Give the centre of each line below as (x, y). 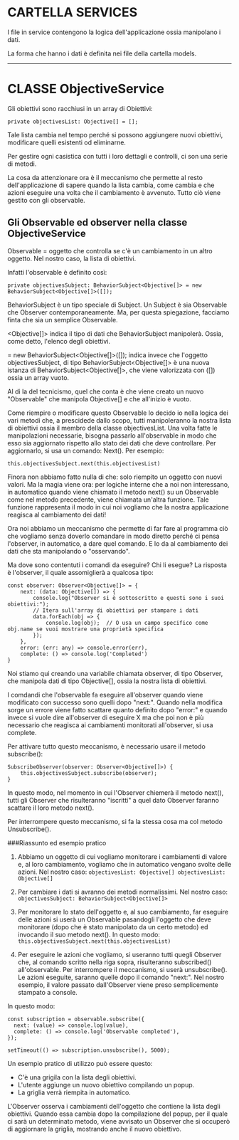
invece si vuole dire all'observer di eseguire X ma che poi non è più (106, 717)
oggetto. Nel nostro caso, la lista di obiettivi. (72, 258)
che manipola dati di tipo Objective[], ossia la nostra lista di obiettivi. (107, 681)
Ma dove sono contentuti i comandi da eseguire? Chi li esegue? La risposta (117, 565)
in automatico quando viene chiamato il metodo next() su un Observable (113, 492)
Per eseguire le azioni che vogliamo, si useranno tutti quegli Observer (119, 954)
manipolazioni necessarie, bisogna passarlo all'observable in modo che (112, 436)
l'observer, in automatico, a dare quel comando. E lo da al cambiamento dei (118, 543)
